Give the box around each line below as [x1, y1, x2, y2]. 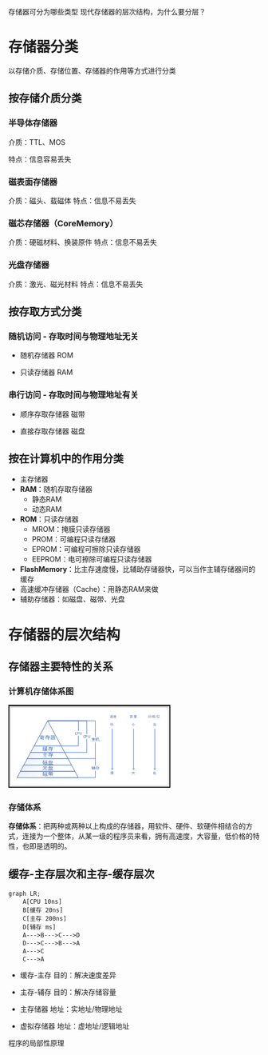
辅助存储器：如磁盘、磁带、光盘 [19, 594, 125, 604]
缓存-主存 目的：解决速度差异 [19, 970, 117, 980]
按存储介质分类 [8, 91, 82, 106]
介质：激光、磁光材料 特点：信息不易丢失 [8, 279, 144, 289]
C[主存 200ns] [22, 915, 67, 923]
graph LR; [8, 890, 41, 898]
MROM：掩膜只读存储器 [31, 525, 111, 534]
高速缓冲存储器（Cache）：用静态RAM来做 [19, 585, 159, 594]
